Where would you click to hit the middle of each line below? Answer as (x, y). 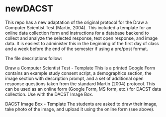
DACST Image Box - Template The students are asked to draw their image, (81, 104)
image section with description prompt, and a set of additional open (75, 78)
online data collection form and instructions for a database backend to (77, 33)
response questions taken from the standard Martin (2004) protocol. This (80, 84)
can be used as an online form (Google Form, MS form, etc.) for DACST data (83, 89)
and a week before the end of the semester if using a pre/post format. (77, 49)
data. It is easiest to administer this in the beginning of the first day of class (82, 43)
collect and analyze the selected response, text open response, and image (82, 38)
